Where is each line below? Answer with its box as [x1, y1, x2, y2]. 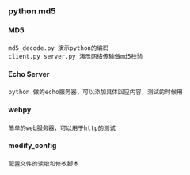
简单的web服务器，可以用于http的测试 [8, 124, 116, 132]
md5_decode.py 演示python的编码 [8, 44, 109, 52]
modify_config [8, 141, 57, 150]
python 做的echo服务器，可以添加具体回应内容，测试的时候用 [8, 89, 184, 97]
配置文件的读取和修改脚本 [8, 160, 79, 168]
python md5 [8, 6, 56, 17]
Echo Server [8, 69, 50, 78]
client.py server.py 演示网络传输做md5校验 [8, 53, 143, 61]
